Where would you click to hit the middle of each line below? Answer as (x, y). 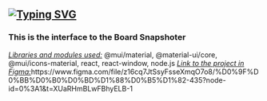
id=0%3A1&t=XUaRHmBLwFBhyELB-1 (71, 88)
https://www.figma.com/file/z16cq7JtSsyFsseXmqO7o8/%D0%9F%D (145, 72)
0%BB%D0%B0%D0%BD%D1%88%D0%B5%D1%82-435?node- (117, 80)
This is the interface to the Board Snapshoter (97, 37)
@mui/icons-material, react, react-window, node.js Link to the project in (126, 63)
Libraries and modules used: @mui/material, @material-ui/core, (113, 54)
